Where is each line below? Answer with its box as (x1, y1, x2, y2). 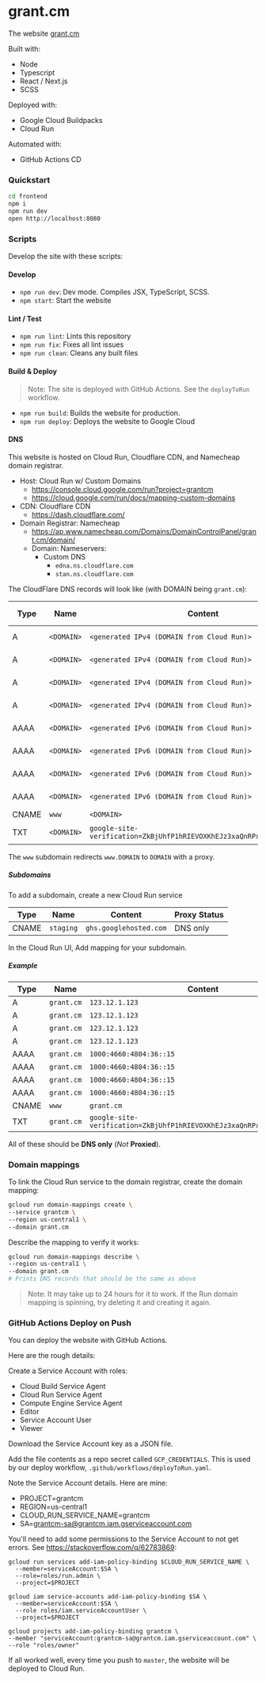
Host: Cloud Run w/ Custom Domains (19, 475, 141, 486)
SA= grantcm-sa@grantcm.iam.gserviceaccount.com (19, 1519, 192, 1529)
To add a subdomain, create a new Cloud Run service (8, 890, 183, 899)
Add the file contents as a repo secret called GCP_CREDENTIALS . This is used (8, 1455, 251, 1464)
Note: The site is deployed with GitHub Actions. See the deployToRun (27, 384, 250, 394)
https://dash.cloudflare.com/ (31, 510, 125, 519)
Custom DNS (43, 552, 85, 561)
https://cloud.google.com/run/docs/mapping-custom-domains (31, 493, 236, 502)
